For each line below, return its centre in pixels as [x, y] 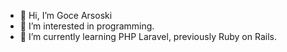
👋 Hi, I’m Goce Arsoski [66, 15]
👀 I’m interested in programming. [87, 26]
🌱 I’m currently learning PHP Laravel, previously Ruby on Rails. [148, 36]
